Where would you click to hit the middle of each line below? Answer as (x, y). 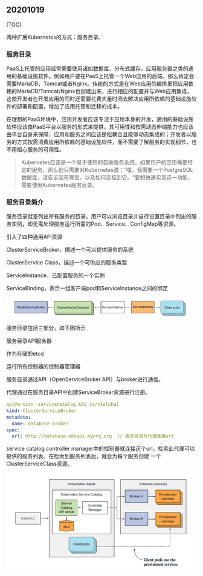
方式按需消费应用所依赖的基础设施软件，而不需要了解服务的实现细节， (104, 142)
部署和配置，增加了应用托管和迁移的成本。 (69, 106)
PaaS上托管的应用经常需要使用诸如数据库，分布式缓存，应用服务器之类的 (97, 68)
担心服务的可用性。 (40, 149)
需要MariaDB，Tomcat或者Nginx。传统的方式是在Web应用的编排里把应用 (97, 83)
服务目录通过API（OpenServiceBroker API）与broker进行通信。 (85, 379)
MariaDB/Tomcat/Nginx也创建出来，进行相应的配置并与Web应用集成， (104, 91)
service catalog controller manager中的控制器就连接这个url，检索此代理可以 (101, 449)
